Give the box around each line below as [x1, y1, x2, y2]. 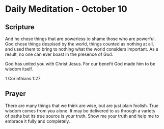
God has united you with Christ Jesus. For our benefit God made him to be [5, 61, 156, 66]
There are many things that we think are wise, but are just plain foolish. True [5, 103, 159, 108]
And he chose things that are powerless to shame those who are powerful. [5, 36, 156, 42]
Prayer [5, 89, 26, 98]
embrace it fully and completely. [5, 118, 70, 124]
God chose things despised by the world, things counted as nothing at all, [5, 41, 154, 47]
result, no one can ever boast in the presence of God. [5, 51, 113, 57]
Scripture [5, 23, 34, 31]
